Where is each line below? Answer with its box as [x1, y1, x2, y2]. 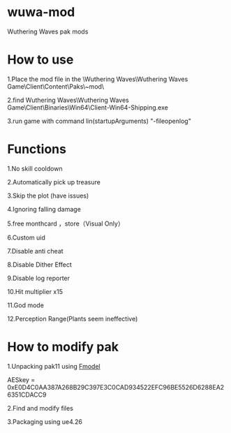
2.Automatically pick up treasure [7, 177, 101, 186]
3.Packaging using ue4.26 [7, 417, 82, 426]
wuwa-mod [7, 4, 75, 20]
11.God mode [7, 301, 44, 309]
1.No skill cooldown [7, 164, 63, 173]
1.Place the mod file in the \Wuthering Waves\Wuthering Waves [7, 75, 188, 83]
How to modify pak [7, 339, 119, 355]
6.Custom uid [7, 233, 45, 242]
